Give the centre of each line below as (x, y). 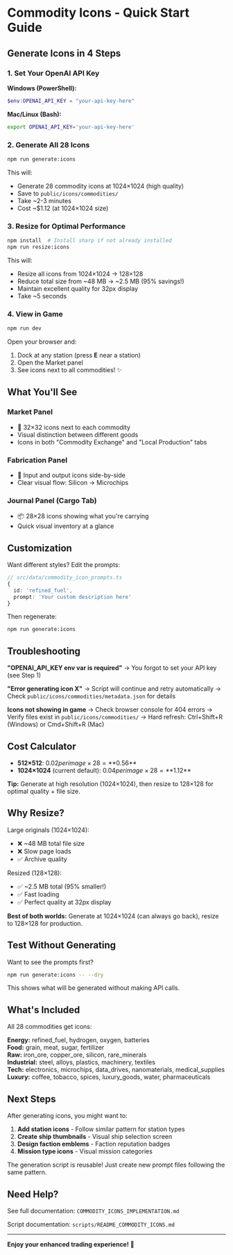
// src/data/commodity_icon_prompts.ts (65, 578)
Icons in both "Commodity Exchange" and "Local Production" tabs (112, 442)
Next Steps (32, 1099)
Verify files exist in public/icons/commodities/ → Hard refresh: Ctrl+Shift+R (115, 717)
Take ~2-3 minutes (44, 200)
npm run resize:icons (38, 247)
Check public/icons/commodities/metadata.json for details (92, 696)
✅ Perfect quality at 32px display (64, 902)
